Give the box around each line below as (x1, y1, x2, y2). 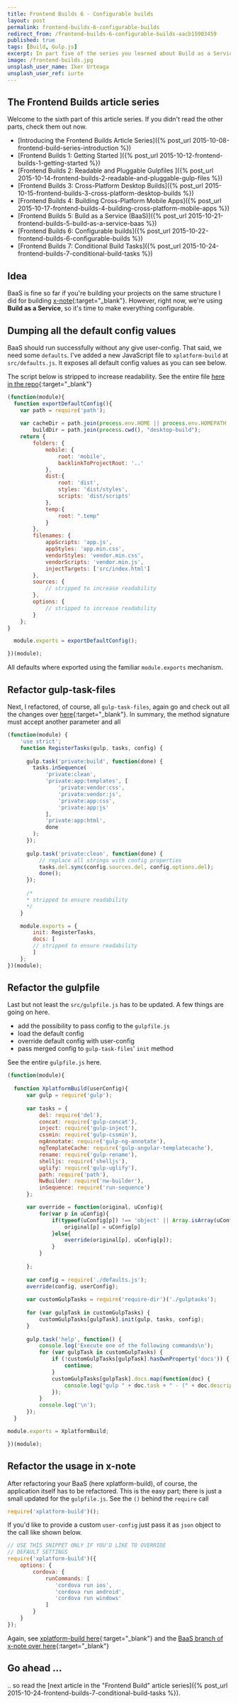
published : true (7, 37, 55, 44)
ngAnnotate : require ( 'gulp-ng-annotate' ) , (38, 1138, 166, 1146)
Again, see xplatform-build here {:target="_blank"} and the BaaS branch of (7, 1634, 224, 1643)
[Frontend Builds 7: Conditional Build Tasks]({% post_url (17, 242, 181, 251)
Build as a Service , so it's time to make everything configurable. (7, 304, 195, 312)
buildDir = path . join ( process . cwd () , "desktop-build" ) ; (33, 427, 201, 434)
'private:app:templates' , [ (45, 778, 129, 785)
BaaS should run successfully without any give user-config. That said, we (7, 343, 222, 352)
